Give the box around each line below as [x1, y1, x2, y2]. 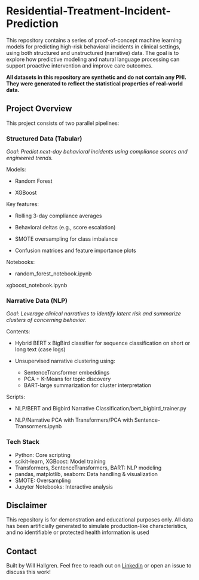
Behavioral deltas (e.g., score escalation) [14, 224, 116, 231]
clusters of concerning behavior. [6, 317, 87, 324]
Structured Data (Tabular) [6, 134, 82, 143]
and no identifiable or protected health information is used [6, 529, 149, 536]
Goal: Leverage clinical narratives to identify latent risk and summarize [6, 310, 181, 317]
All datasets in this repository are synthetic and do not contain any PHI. [6, 73, 186, 81]
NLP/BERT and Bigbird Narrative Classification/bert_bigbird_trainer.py [14, 405, 186, 412]
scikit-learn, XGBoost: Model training [14, 458, 106, 465]
